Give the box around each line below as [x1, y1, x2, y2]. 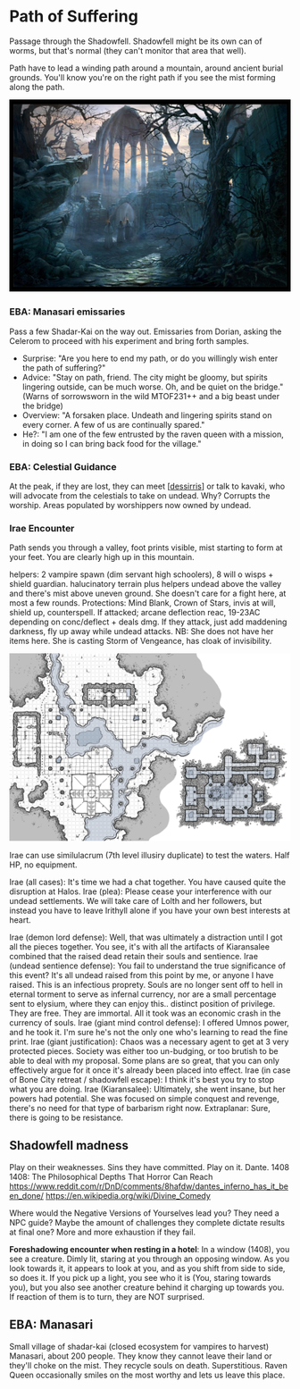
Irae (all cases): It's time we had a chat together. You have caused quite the [9, 877, 287, 888]
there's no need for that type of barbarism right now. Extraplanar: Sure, [9, 1103, 271, 1114]
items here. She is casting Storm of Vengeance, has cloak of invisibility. [9, 636, 272, 647]
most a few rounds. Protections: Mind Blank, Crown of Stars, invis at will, [9, 598, 277, 608]
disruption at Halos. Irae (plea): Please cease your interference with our [9, 886, 272, 897]
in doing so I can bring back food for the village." [21, 438, 202, 448]
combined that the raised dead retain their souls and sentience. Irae [9, 951, 259, 962]
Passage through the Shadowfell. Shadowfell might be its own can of [9, 36, 262, 46]
